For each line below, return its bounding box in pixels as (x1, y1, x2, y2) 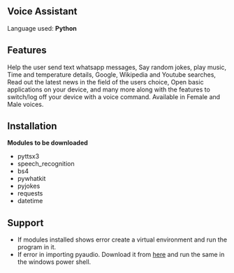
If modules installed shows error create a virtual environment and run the (17, 235, 228, 244)
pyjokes (17, 182, 41, 191)
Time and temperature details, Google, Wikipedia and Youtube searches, (7, 70, 217, 79)
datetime (17, 197, 43, 205)
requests (17, 189, 43, 198)
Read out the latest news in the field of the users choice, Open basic (7, 78, 204, 86)
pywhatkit (17, 175, 46, 183)
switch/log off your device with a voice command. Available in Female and (7, 92, 221, 101)
